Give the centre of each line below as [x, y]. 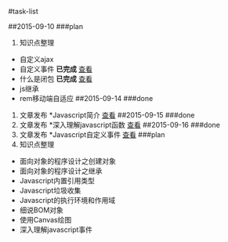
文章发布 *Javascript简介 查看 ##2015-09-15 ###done [107, 115]
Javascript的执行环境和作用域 [67, 200]
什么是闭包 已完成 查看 [56, 79]
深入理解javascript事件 [56, 229]
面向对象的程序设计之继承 [61, 171]
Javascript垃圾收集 [50, 190]
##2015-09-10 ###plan [46, 26]
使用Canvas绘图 [45, 220]
